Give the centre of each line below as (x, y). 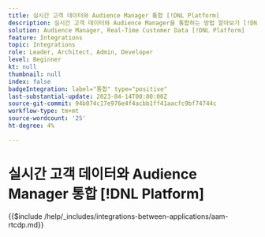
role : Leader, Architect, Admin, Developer (81, 52)
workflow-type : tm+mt (44, 111)
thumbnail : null (35, 74)
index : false (30, 81)
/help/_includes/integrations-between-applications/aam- (136, 216)
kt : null (22, 67)
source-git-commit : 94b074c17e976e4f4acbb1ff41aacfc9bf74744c (112, 103)
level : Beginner (35, 60)
